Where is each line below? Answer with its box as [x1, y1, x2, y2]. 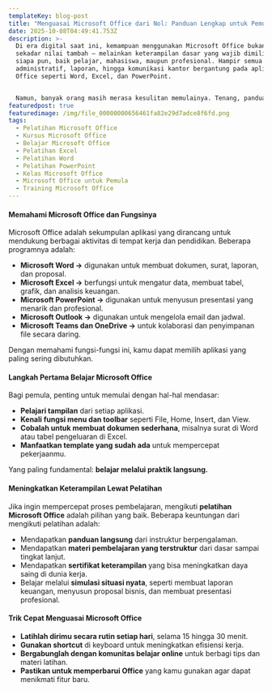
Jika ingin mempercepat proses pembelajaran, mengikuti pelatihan [8, 501, 232, 511]
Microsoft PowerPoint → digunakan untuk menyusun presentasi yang [19, 295, 253, 305]
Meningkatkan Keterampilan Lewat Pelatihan [8, 483, 163, 493]
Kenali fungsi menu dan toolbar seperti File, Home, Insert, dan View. [19, 414, 251, 424]
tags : [8, 117, 27, 125]
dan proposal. [19, 269, 67, 279]
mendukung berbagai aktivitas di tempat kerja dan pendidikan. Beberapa [8, 236, 251, 246]
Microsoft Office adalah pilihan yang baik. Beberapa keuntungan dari [8, 510, 240, 520]
